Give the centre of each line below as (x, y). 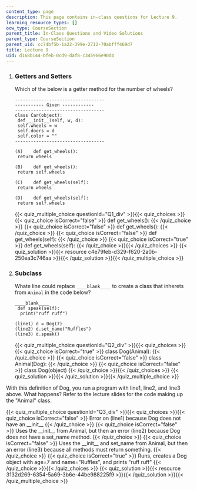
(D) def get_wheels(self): (52, 198)
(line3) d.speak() (37, 334)
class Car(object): (39, 115)
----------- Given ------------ (54, 105)
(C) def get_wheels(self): (52, 182)
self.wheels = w (37, 125)
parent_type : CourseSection (41, 39)
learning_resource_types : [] (42, 22)
